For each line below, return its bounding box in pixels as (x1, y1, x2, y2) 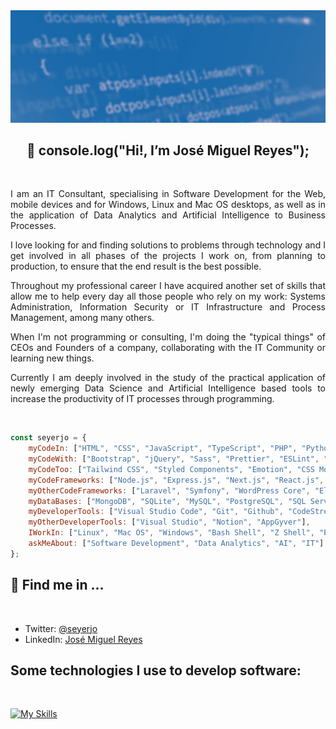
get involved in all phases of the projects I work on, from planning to (10, 250, 326, 262)
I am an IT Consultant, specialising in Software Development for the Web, (10, 188, 326, 200)
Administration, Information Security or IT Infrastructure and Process (10, 301, 326, 313)
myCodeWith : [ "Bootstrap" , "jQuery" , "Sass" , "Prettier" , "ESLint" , (28, 454, 320, 464)
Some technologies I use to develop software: (10, 662, 302, 679)
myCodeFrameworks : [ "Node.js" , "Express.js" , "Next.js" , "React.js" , (28, 475, 325, 485)
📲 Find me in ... (10, 577, 105, 594)
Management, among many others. (10, 312, 155, 324)
